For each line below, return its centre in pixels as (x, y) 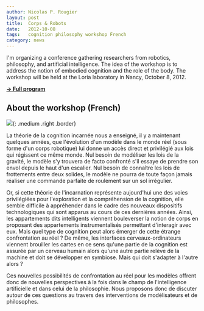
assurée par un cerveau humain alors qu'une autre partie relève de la (93, 251)
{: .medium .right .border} (44, 123)
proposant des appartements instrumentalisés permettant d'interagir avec (99, 225)
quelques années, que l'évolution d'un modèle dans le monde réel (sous (97, 141)
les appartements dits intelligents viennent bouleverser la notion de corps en (102, 218)
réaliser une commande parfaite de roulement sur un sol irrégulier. (89, 181)
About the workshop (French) (64, 108)
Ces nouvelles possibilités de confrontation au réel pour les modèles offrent (101, 276)
